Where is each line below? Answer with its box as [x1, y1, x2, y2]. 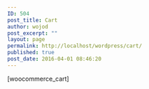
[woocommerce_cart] [7, 74, 69, 83]
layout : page [7, 36, 45, 43]
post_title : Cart [7, 17, 58, 24]
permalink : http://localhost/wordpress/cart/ [7, 42, 142, 49]
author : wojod [7, 23, 49, 30]
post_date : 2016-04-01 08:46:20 [7, 56, 101, 63]
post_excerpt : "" [7, 29, 58, 37]
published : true [7, 49, 55, 56]
